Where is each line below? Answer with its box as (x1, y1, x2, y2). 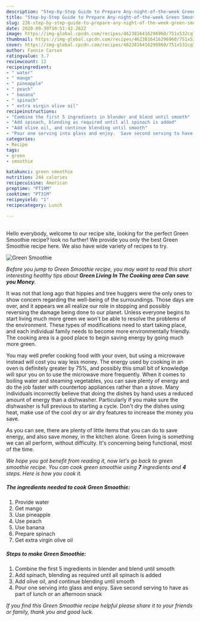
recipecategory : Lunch (6, 202, 62, 208)
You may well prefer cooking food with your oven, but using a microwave (6, 352, 185, 359)
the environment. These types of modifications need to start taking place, (6, 322, 186, 329)
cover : (6, 42, 23, 48)
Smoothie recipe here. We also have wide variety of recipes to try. (6, 242, 168, 250)
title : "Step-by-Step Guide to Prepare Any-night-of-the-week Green (6, 14, 180, 20)
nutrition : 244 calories (6, 174, 68, 180)
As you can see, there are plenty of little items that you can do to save (6, 427, 177, 434)
